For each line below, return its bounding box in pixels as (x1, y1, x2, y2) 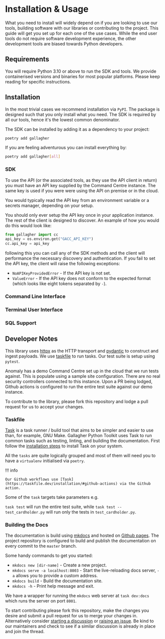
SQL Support (5, 319, 37, 326)
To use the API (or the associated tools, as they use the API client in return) (5, 177, 158, 183)
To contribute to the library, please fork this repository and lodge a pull (5, 399, 149, 404)
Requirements (5, 55, 49, 64)
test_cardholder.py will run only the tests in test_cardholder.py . (5, 509, 136, 515)
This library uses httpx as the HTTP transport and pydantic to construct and (5, 348, 159, 354)
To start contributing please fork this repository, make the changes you (5, 607, 149, 613)
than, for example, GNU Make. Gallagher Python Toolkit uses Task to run (5, 433, 152, 439)
